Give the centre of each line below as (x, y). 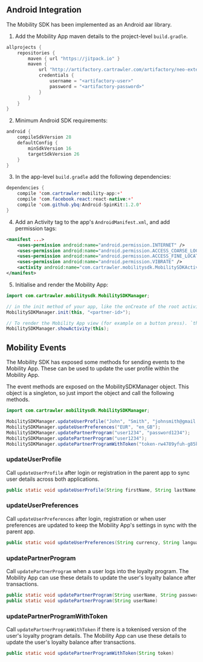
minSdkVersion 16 (50, 148)
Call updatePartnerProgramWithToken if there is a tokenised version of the (96, 629)
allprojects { (24, 47)
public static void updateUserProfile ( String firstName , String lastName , (102, 490)
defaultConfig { (38, 143)
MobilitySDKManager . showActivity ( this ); (58, 329)
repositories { (36, 53)
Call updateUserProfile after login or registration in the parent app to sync (98, 472)
